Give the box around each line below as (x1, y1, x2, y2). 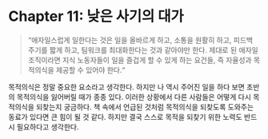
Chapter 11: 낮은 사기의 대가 (8, 7, 184, 26)
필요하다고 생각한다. (16, 121, 79, 132)
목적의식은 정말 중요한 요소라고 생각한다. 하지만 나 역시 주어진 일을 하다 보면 (8, 81, 246, 92)
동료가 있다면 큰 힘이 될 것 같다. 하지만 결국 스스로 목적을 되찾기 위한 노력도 (8, 112, 242, 121)
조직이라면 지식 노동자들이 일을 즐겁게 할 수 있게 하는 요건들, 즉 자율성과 (27, 55, 252, 65)
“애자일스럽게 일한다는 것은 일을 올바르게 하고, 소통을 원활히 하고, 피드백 (27, 35, 254, 45)
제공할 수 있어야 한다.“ (55, 65, 126, 74)
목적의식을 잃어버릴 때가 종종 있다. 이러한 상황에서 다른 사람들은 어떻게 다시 (16, 92, 252, 101)
